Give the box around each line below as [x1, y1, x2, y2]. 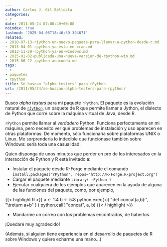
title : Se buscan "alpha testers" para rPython [5, 81, 106, 86]
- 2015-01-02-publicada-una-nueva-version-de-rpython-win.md [5, 53, 135, 59]
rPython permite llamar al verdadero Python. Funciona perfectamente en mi [5, 120, 160, 126]
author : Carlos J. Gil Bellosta [5, 7, 72, 12]
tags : [5, 63, 16, 68]
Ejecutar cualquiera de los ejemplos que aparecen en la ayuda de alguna [12, 181, 162, 187]
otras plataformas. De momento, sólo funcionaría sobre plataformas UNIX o [5, 130, 161, 136]
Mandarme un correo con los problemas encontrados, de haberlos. [12, 211, 151, 217]
